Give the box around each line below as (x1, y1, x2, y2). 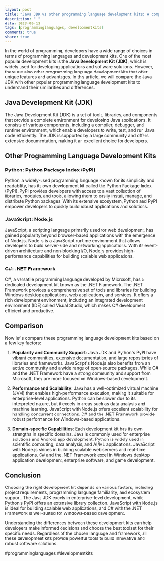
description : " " (5, 16, 41, 21)
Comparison (5, 322, 44, 330)
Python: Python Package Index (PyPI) (5, 167, 96, 173)
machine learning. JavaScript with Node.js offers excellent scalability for (12, 406, 158, 412)
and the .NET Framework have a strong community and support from (12, 370, 151, 376)
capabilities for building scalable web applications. (32, 253, 134, 259)
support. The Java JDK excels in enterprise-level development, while (5, 494, 144, 500)
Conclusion (5, 471, 41, 480)
